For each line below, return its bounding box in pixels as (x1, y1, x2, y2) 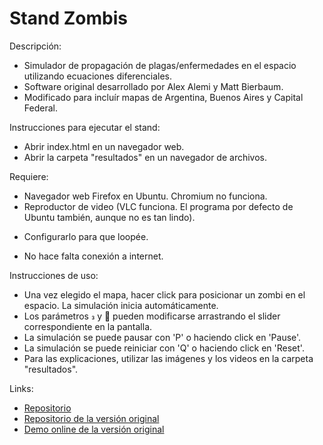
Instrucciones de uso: (9, 269, 99, 281)
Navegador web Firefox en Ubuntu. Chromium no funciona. (23, 190, 268, 202)
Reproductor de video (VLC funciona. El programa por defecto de (23, 200, 294, 212)
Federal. (23, 102, 58, 114)
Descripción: (9, 40, 62, 52)
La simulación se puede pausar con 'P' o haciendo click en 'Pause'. (23, 331, 302, 343)
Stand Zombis (9, 7, 128, 30)
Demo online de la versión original (23, 423, 165, 435)
